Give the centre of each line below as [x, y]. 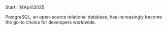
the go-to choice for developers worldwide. [51, 22]
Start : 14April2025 [25, 7]
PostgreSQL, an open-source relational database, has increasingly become [84, 17]
